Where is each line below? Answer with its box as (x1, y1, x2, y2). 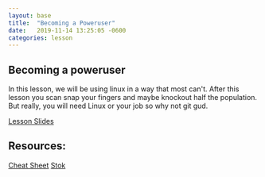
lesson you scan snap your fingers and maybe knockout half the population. (8, 93, 257, 102)
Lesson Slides (8, 117, 54, 126)
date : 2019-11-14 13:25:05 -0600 (8, 26, 127, 34)
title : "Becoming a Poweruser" (8, 19, 115, 27)
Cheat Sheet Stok (8, 160, 66, 170)
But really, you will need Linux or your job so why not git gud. (8, 101, 208, 111)
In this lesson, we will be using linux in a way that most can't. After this (8, 84, 240, 94)
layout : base (8, 11, 52, 20)
